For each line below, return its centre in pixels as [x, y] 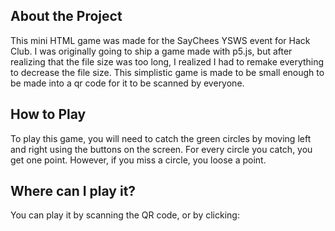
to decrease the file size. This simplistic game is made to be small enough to [167, 72]
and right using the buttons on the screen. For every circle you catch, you [161, 149]
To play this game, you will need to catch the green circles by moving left [161, 138]
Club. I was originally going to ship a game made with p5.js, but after [151, 51]
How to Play [48, 114]
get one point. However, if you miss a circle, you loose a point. [138, 160]
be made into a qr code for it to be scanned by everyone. [127, 83]
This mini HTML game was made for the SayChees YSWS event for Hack [160, 40]
